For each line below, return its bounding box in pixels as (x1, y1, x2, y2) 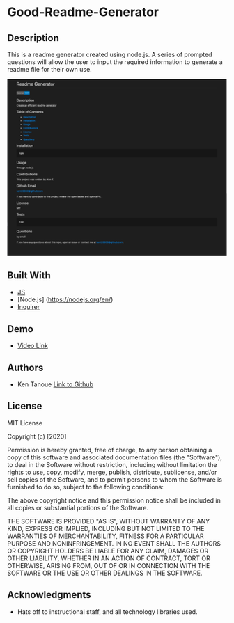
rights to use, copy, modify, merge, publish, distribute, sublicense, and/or (7, 468, 217, 476)
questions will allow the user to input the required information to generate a (7, 58, 223, 66)
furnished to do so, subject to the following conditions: (7, 482, 164, 491)
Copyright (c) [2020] (7, 432, 67, 441)
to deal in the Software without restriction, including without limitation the (7, 460, 217, 468)
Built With (7, 269, 51, 281)
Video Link (17, 342, 49, 350)
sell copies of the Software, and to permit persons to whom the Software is (7, 475, 223, 484)
